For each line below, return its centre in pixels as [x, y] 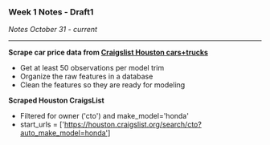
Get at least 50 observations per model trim [92, 68]
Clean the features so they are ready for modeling [102, 85]
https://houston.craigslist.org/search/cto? [133, 125]
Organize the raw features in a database [86, 77]
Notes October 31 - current [53, 30]
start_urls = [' [42, 125]
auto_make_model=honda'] [65, 133]
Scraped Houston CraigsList [56, 101]
